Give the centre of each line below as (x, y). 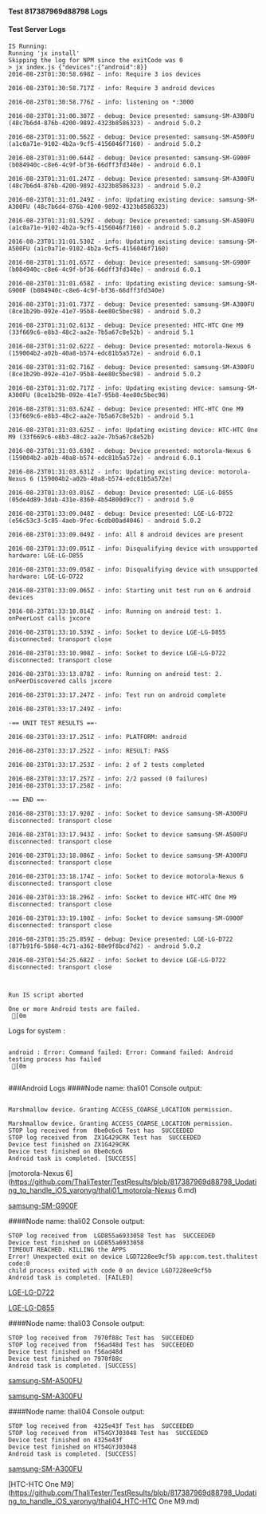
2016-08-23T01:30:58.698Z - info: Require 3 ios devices (105, 74)
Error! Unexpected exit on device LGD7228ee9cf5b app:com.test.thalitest (133, 1256)
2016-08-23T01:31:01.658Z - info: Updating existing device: (112, 283)
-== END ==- (28, 800)
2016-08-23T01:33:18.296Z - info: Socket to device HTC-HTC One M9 (123, 897)
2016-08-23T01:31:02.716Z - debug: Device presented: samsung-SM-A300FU (131, 367)
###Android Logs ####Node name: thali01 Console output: (106, 1087)
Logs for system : (37, 1030)
